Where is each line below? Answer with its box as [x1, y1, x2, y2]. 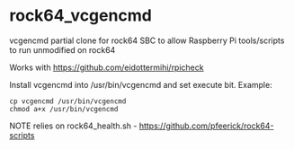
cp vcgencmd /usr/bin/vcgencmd [9, 96, 127, 106]
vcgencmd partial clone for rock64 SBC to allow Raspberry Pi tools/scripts [9, 35, 285, 46]
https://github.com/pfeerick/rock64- [138, 120, 274, 131]
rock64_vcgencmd [9, 5, 153, 26]
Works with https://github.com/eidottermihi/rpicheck [9, 62, 204, 73]
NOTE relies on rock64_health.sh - [9, 120, 138, 131]
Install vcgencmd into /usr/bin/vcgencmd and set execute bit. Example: [9, 79, 272, 90]
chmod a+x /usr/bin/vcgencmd [9, 104, 119, 113]
